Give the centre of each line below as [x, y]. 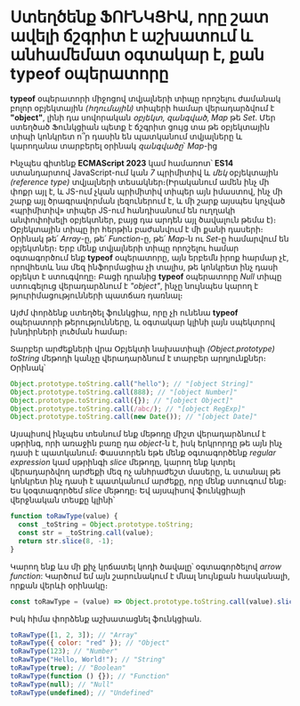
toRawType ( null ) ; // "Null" [62, 684]
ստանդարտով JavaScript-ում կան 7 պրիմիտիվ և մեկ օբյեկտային [144, 172]
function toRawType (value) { [64, 517]
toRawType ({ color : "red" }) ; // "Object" [90, 643]
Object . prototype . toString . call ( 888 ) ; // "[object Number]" [124, 392]
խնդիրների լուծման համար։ [69, 331]
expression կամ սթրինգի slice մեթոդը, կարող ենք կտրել [123, 462]
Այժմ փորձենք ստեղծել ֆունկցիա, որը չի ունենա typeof [124, 312]
